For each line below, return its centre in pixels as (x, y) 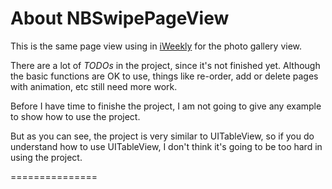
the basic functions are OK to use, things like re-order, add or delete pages (164, 76)
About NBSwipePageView (120, 18)
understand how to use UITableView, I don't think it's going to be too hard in (166, 146)
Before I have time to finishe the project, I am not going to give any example (166, 106)
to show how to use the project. (75, 116)
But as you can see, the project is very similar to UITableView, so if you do (162, 136)
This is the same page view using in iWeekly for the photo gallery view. (156, 46)
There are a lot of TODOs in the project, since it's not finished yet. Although (165, 65)
